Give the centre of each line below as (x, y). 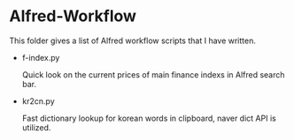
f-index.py (41, 57)
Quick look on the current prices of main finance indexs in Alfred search (153, 74)
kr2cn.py (38, 101)
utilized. (36, 127)
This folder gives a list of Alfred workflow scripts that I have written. (133, 41)
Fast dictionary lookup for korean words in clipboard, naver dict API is (149, 118)
